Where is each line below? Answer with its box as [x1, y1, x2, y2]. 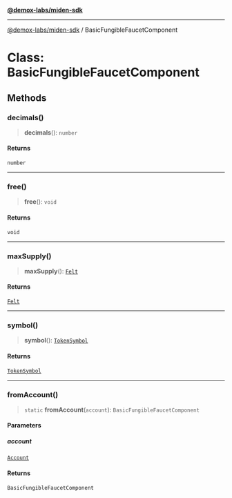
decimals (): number [23, 128, 78, 137]
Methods [7, 92, 47, 104]
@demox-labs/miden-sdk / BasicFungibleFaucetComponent [7, 26, 178, 34]
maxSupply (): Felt [23, 267, 78, 275]
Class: [7, 50, 45, 66]
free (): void [23, 198, 57, 206]
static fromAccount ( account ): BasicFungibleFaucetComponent [23, 405, 200, 414]
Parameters [7, 421, 41, 430]
